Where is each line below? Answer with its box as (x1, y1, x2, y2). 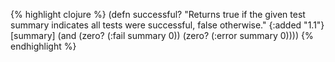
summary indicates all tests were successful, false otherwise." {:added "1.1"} (10, 19, 325, 31)
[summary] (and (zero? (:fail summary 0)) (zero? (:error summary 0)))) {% (10, 30, 314, 41)
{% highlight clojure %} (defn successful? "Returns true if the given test (10, 9, 306, 20)
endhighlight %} (10, 40, 77, 52)
